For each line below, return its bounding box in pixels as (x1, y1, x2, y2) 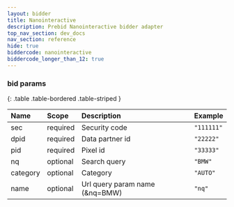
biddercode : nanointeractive (7, 49, 92, 56)
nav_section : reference (7, 36, 77, 43)
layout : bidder (7, 10, 52, 17)
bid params (7, 78, 47, 88)
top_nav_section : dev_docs (7, 29, 86, 37)
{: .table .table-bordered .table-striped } (7, 95, 122, 103)
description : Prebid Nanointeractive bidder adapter (7, 23, 164, 30)
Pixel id (81, 146, 106, 155)
